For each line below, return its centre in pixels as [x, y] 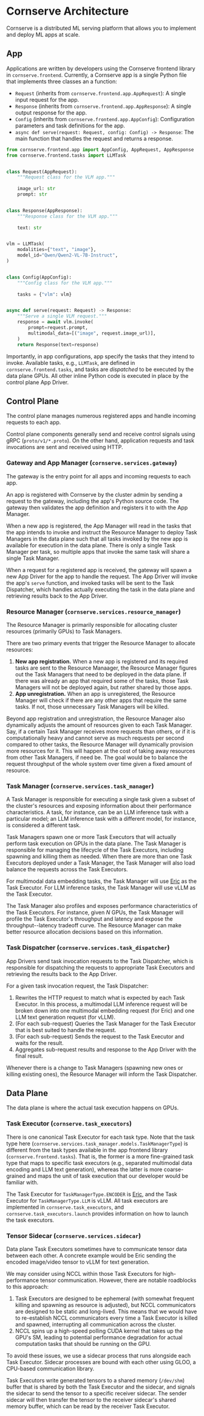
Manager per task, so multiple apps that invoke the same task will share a [98, 551]
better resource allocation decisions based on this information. [84, 932]
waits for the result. [39, 1043]
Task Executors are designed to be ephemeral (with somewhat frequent [104, 1298]
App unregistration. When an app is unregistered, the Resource [95, 693]
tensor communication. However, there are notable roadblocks [118, 1280]
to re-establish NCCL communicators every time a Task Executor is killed [106, 1318]
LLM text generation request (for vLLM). [65, 1017]
